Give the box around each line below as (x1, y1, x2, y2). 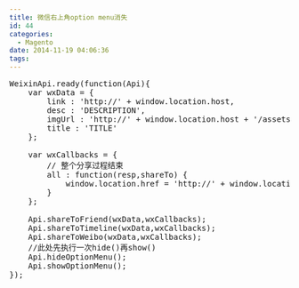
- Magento (17, 37, 53, 47)
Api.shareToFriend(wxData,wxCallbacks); (28, 214, 207, 224)
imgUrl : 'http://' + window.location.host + (46, 115, 249, 124)
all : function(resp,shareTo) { (46, 170, 189, 180)
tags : (9, 54, 29, 63)
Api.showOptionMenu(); (28, 261, 127, 271)
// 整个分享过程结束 (46, 161, 124, 170)
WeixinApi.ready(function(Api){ (9, 79, 150, 89)
